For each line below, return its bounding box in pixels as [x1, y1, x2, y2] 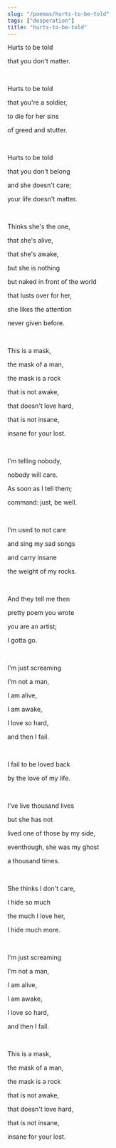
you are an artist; [7, 622, 57, 631]
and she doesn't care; [7, 181, 72, 189]
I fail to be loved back [7, 760, 70, 769]
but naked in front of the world [7, 278, 97, 286]
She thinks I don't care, [7, 884, 75, 893]
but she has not [7, 816, 53, 824]
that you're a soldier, [7, 98, 68, 107]
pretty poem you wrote [7, 609, 75, 617]
